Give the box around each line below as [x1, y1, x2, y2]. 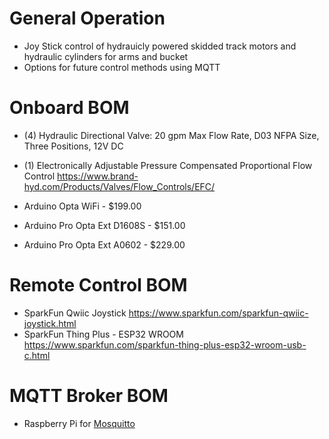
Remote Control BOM [9, 274, 188, 297]
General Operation [9, 7, 166, 30]
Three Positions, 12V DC [23, 140, 124, 152]
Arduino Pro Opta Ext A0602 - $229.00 [23, 238, 186, 251]
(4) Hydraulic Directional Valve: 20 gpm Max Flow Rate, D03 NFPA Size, [23, 129, 320, 141]
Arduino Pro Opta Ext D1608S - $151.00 [23, 219, 186, 231]
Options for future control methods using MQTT [23, 61, 221, 73]
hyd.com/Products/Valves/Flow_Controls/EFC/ [23, 180, 216, 192]
